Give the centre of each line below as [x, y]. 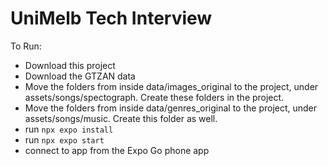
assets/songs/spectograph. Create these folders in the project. [154, 97]
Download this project [70, 65]
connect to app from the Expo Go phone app [117, 150]
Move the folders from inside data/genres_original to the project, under [171, 108]
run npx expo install [69, 129]
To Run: [26, 46]
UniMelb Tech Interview [111, 18]
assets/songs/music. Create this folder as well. [121, 118]
